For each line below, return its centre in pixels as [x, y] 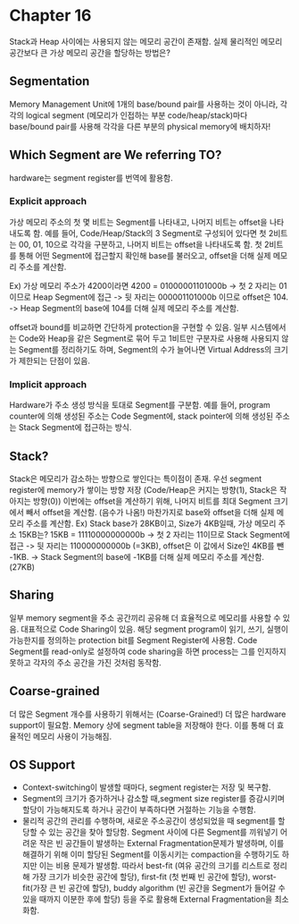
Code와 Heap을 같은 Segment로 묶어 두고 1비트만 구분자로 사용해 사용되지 [149, 338]
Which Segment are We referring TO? [116, 155]
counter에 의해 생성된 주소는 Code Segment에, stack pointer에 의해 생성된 [141, 416]
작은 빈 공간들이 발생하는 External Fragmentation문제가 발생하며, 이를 [162, 843]
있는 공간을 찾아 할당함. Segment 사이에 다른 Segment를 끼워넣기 [163, 832]
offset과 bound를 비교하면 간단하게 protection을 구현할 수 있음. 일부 [129, 326]
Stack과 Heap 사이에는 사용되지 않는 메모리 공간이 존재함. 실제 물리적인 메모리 [146, 41]
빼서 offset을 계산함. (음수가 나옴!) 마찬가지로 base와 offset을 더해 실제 [150, 512]
